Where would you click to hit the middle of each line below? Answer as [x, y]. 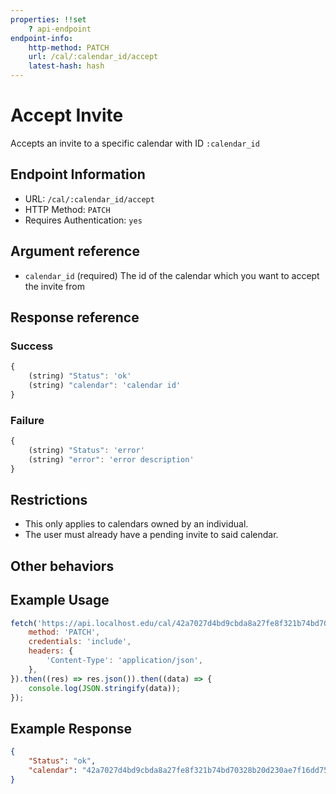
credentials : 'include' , [80, 642]
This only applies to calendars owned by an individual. [136, 524]
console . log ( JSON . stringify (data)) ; [105, 688]
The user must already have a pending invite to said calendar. [151, 535]
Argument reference [75, 251]
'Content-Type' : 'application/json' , [124, 661]
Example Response [71, 728]
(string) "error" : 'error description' [111, 459]
